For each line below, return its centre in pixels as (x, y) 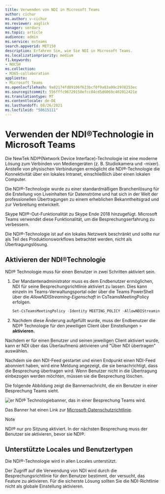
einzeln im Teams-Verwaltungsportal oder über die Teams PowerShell (83, 291)
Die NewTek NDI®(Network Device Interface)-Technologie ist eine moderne (81, 158)
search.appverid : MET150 (30, 46)
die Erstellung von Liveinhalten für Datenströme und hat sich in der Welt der (82, 194)
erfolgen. (21, 302)
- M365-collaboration (27, 74)
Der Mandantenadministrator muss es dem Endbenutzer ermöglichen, (83, 281)
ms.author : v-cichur (26, 19)
